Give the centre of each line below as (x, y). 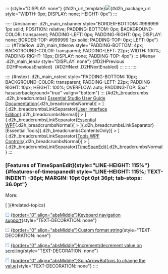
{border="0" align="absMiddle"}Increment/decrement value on (76, 246)
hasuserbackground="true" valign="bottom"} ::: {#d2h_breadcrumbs (77, 93)
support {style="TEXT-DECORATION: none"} (51, 220)
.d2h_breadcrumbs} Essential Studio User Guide (55, 98)
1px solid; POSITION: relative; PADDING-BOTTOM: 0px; (62, 29)
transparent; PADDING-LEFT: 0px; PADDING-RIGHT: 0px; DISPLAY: (93, 35)
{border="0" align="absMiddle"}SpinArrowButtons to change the (78, 261)
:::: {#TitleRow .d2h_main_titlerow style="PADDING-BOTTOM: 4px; (74, 45)
